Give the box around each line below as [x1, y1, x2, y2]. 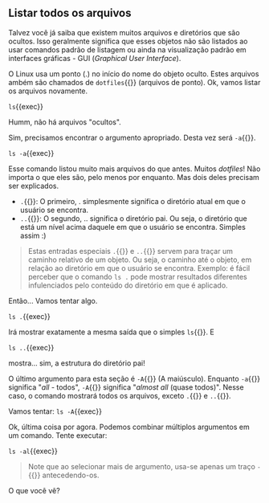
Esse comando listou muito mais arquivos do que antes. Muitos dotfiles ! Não [8, 164, 261, 174]
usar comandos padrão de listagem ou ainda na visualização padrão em [8, 44, 247, 55]
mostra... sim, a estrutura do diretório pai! [8, 358, 146, 368]
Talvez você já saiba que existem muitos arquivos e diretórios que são [8, 27, 240, 37]
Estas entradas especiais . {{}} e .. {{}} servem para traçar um [27, 246, 233, 256]
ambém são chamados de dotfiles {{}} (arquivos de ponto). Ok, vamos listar [8, 77, 261, 87]
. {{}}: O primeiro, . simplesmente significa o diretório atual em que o [19, 196, 247, 206]
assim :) [19, 231, 47, 240]
